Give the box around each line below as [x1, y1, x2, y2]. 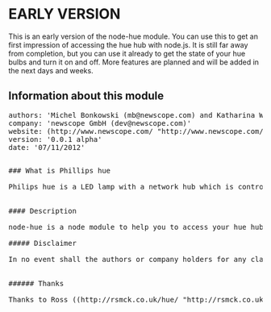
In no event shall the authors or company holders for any [8, 255, 248, 264]
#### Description [8, 206, 77, 215]
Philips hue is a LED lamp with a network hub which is [8, 182, 234, 191]
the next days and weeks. [8, 65, 94, 75]
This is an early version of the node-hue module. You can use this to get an [8, 31, 258, 41]
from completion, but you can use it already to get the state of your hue [8, 48, 246, 58]
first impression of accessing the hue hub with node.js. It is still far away [8, 40, 248, 49]
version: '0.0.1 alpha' [8, 135, 102, 144]
